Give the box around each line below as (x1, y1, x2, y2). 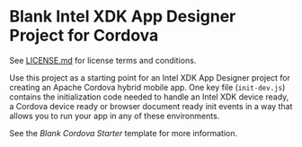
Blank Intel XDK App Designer (9, 6, 236, 27)
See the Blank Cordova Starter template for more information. (9, 127, 238, 138)
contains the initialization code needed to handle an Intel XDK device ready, (9, 91, 289, 102)
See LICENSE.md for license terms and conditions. (9, 55, 197, 65)
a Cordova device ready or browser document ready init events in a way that (9, 100, 293, 111)
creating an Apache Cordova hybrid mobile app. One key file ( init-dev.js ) (9, 82, 286, 92)
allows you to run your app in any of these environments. (9, 110, 220, 121)
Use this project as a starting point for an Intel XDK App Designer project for (9, 72, 290, 82)
